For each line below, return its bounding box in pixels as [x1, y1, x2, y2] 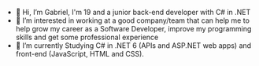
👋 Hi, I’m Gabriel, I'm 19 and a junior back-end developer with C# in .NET [15, 8, 251, 16]
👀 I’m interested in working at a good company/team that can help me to [15, 16, 250, 25]
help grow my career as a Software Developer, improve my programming [15, 24, 252, 33]
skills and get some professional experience [15, 32, 159, 42]
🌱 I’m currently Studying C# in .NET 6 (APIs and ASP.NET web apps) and [15, 41, 252, 50]
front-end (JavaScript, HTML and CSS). [15, 49, 144, 58]
